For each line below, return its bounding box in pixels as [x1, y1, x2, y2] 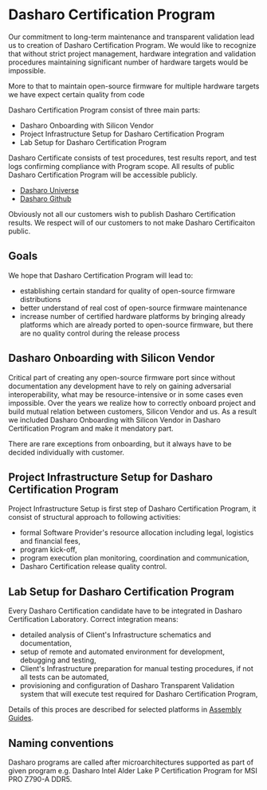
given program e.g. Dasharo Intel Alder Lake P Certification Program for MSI [8, 766, 257, 775]
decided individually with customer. [8, 447, 125, 457]
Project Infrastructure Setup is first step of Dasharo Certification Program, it [8, 504, 257, 513]
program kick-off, [19, 544, 77, 555]
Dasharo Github [19, 194, 72, 203]
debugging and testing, [19, 655, 97, 665]
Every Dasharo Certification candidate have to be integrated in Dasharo [8, 606, 243, 615]
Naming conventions [8, 736, 114, 750]
